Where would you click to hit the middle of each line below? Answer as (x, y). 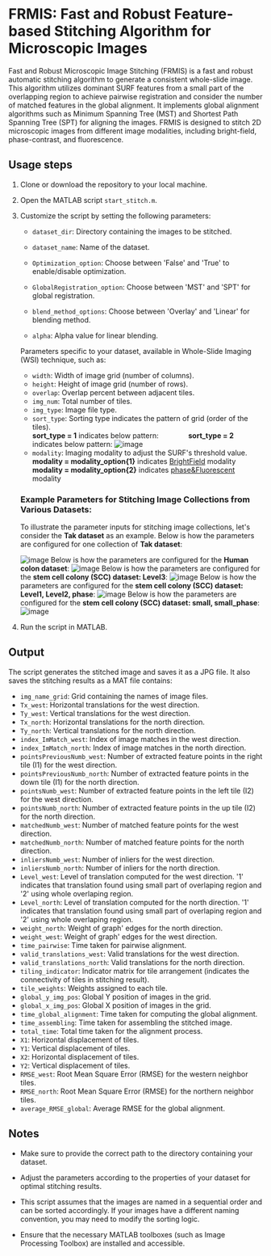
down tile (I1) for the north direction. (79, 782)
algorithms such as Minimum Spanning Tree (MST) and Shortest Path (123, 113)
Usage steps (40, 165)
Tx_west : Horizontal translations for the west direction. (110, 705)
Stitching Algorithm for (132, 31)
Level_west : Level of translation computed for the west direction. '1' (132, 876)
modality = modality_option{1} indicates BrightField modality (134, 461)
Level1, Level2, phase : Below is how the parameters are (128, 594)
